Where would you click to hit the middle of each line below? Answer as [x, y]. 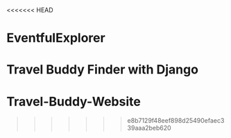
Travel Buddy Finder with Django [103, 70]
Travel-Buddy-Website [74, 102]
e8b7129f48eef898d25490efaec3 [176, 121]
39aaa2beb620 [149, 128]
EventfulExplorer [56, 38]
